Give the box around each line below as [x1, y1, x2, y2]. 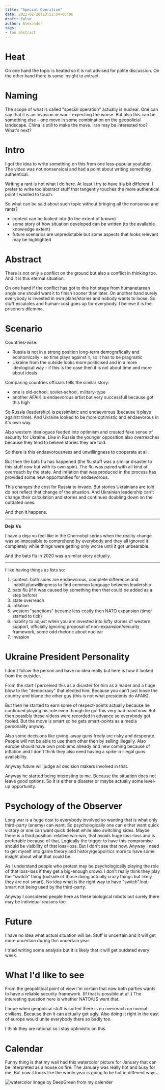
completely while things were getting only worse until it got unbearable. [5, 543, 150, 549]
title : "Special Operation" [5, 7, 63, 12]
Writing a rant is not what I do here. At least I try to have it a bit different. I [5, 181, 153, 187]
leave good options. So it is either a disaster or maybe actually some [5, 778, 143, 784]
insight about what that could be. [5, 853, 72, 859]
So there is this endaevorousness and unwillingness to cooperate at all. [5, 449, 149, 455]
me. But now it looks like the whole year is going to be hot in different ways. [5, 1070, 158, 1076]
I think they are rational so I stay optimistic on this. [5, 1025, 107, 1032]
